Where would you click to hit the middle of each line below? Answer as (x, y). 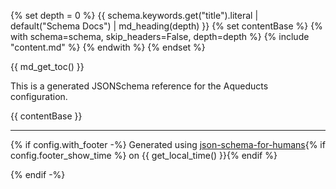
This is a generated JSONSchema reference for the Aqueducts (139, 86)
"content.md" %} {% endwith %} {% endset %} (108, 47)
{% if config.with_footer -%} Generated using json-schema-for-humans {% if (168, 144)
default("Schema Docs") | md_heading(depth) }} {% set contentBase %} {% (166, 26)
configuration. (39, 96)
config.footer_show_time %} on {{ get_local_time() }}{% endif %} (144, 155)
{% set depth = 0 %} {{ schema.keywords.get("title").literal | (134, 15)
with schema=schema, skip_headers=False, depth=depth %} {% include (160, 36)
